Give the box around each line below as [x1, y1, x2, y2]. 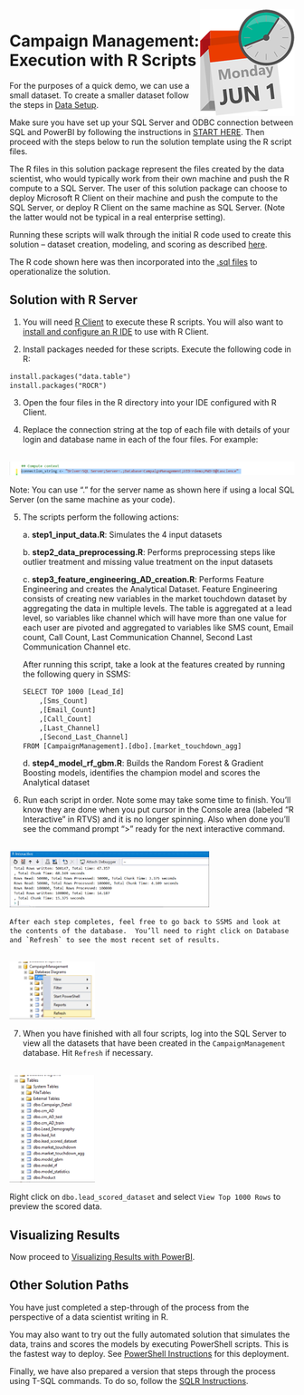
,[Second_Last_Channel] [39, 732, 128, 742]
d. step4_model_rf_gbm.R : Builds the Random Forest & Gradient [22, 757, 264, 768]
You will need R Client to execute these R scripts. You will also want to [22, 317, 283, 327]
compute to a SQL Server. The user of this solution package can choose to [9, 182, 288, 193]
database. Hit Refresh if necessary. [22, 1048, 154, 1058]
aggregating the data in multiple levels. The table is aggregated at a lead [22, 602, 292, 613]
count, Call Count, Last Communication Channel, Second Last [22, 631, 253, 642]
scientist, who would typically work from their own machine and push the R [9, 172, 290, 184]
